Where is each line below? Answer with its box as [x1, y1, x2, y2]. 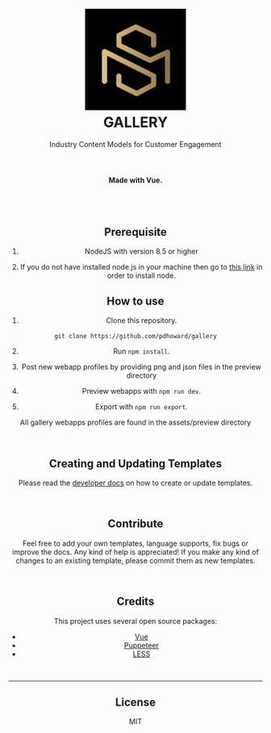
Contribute [107, 517, 164, 531]
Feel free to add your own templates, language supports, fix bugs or [23, 538, 248, 548]
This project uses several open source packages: [53, 616, 218, 626]
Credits [116, 595, 155, 609]
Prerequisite [103, 225, 168, 239]
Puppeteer [123, 640, 160, 650]
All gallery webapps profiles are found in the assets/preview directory [19, 417, 252, 427]
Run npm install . [112, 346, 171, 356]
